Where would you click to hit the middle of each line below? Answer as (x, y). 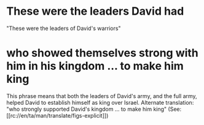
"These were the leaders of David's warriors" (64, 28)
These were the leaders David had (95, 11)
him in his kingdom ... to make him (95, 66)
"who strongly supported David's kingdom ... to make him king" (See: (94, 109)
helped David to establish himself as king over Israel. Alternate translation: (100, 102)
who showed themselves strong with (102, 53)
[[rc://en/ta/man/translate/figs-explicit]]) (57, 115)
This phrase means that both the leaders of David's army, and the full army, (102, 96)
